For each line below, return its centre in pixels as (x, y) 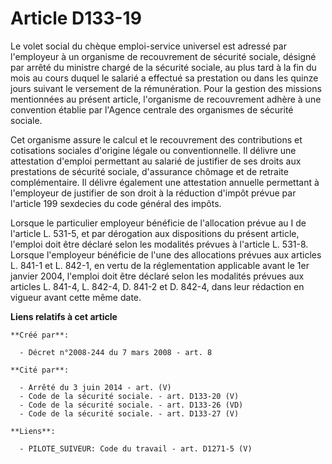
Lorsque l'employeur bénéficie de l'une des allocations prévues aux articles (166, 254)
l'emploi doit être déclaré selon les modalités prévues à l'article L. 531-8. (159, 244)
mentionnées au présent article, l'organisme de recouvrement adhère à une (166, 99)
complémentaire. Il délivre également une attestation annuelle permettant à (165, 182)
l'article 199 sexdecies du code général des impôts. (116, 203)
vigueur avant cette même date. (76, 297)
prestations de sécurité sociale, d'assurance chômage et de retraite (149, 171)
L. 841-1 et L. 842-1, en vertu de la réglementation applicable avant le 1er (160, 265)
